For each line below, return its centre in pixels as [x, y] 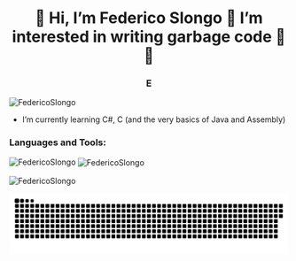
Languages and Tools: [58, 142]
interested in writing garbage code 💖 [149, 37]
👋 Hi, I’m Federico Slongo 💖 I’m [149, 18]
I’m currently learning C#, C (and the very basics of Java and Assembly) [154, 119]
